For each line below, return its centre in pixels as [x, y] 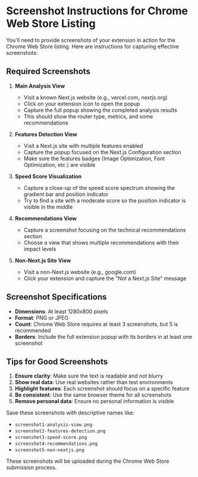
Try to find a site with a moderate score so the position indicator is [105, 200]
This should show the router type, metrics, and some [88, 116]
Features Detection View [46, 134]
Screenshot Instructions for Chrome [97, 11]
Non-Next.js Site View [43, 260]
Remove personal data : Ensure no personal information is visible [94, 401]
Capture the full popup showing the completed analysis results [100, 110]
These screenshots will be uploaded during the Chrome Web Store [88, 461]
